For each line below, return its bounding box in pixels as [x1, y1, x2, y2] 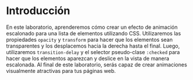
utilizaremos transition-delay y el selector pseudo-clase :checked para [6, 48, 181, 55]
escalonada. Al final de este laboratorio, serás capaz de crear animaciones [6, 61, 187, 68]
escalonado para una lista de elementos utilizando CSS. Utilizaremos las [6, 29, 181, 36]
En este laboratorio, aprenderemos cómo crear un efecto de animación [6, 24, 178, 31]
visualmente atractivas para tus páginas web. [6, 67, 116, 74]
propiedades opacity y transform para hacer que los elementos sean [6, 36, 173, 43]
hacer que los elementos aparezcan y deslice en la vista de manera [6, 55, 169, 62]
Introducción [6, 4, 71, 18]
